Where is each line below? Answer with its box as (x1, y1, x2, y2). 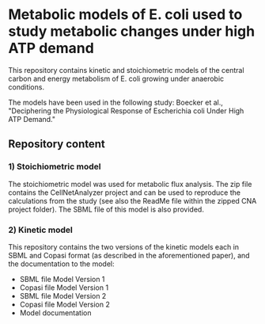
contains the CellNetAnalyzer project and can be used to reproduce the (8, 188, 241, 197)
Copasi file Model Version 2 (19, 299, 111, 309)
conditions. (8, 82, 45, 92)
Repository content (8, 137, 105, 151)
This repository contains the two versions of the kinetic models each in (8, 242, 240, 251)
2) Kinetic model (8, 224, 73, 235)
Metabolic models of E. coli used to (8, 6, 243, 24)
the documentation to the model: (8, 259, 115, 269)
